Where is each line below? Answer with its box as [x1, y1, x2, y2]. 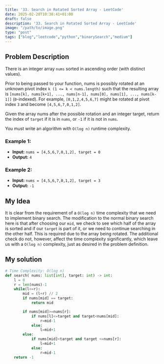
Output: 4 [12, 154, 32, 160]
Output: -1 [12, 182, 34, 189]
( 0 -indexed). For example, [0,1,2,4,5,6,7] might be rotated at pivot [13, 96, 150, 102]
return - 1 [14, 355, 34, 360]
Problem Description [5, 52, 70, 61]
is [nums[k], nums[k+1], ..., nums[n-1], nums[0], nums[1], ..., [5, 91, 140, 97]
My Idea [5, 197, 30, 205]
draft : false [5, 16, 32, 21]
